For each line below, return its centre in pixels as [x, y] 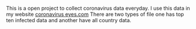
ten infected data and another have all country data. [69, 20]
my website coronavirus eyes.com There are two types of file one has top [95, 14]
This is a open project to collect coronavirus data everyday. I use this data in [98, 8]
